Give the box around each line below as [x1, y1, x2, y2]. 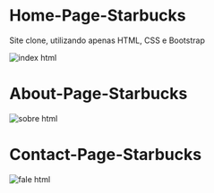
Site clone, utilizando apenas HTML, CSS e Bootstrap [9, 35, 206, 46]
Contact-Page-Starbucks [9, 145, 202, 165]
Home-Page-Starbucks [9, 5, 186, 26]
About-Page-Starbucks [9, 84, 188, 104]
